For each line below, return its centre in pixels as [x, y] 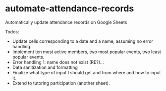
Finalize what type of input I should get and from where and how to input [86, 72]
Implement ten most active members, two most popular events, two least [86, 52]
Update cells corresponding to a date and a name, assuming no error [83, 41]
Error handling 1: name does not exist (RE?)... [58, 62]
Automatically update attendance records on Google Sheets [66, 22]
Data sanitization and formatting [45, 67]
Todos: [12, 31]
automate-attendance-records [70, 9]
